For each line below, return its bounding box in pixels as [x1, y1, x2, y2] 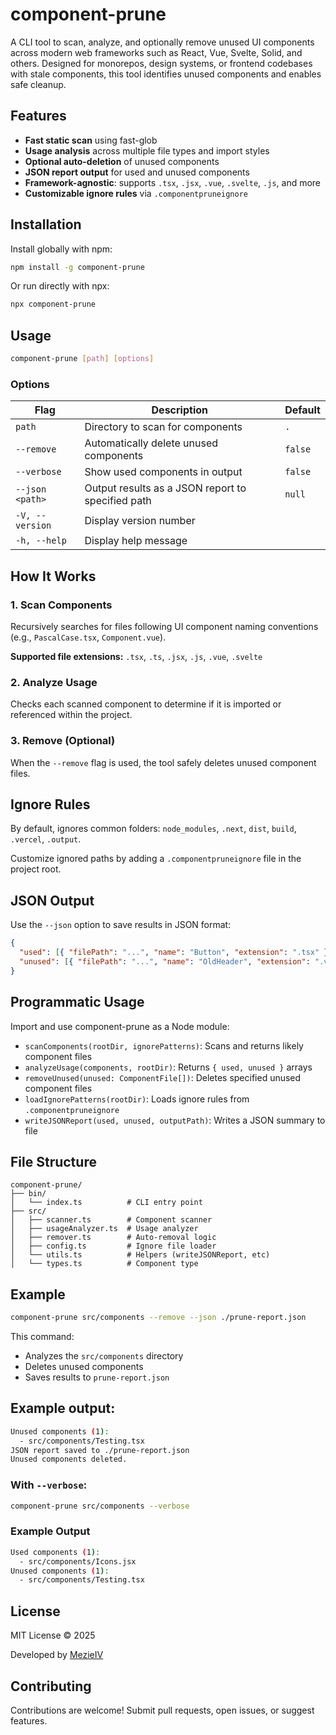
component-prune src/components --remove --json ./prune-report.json [10, 1313, 307, 1323]
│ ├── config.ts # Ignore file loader [10, 1241, 217, 1252]
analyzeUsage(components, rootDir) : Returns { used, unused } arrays [24, 1061, 313, 1073]
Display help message [84, 534, 188, 548]
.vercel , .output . [10, 833, 82, 845]
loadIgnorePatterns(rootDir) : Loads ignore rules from [24, 1093, 250, 1105]
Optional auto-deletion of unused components [24, 155, 220, 167]
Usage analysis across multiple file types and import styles [24, 144, 270, 157]
